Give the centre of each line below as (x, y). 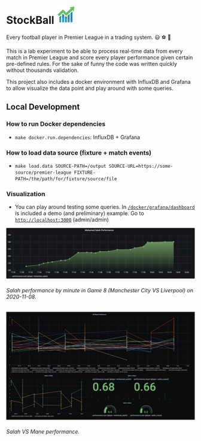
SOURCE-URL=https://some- (141, 166)
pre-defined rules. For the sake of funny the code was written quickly (92, 64)
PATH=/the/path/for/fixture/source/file (66, 179)
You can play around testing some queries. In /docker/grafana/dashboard (105, 207)
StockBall (31, 20)
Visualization (26, 194)
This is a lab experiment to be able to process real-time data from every (95, 51)
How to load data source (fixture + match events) (79, 153)
